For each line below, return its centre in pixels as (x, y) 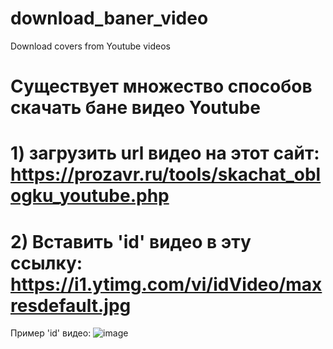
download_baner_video (109, 18)
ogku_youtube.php (90, 196)
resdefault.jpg (71, 305)
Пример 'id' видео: (51, 333)
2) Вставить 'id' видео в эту (131, 241)
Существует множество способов (161, 86)
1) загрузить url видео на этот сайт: (165, 153)
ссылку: (46, 263)
